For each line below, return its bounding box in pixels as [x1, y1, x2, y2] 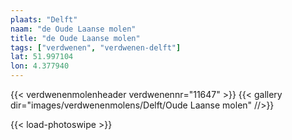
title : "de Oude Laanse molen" [10, 33, 141, 43]
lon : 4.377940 [10, 61, 70, 71]
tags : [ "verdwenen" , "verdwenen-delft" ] [10, 42, 182, 53]
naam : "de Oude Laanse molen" [10, 24, 137, 34]
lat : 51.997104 [10, 52, 74, 62]
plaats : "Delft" [10, 14, 78, 25]
